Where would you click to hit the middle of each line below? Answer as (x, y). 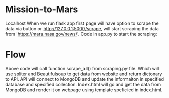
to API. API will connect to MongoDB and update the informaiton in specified (85, 79)
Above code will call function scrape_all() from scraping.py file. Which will (82, 68)
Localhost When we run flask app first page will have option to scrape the (82, 23)
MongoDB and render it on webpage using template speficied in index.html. (84, 90)
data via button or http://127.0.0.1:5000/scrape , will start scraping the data (82, 28)
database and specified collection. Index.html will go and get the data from (83, 84)
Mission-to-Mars (42, 9)
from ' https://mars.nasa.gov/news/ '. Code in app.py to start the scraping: (81, 34)
